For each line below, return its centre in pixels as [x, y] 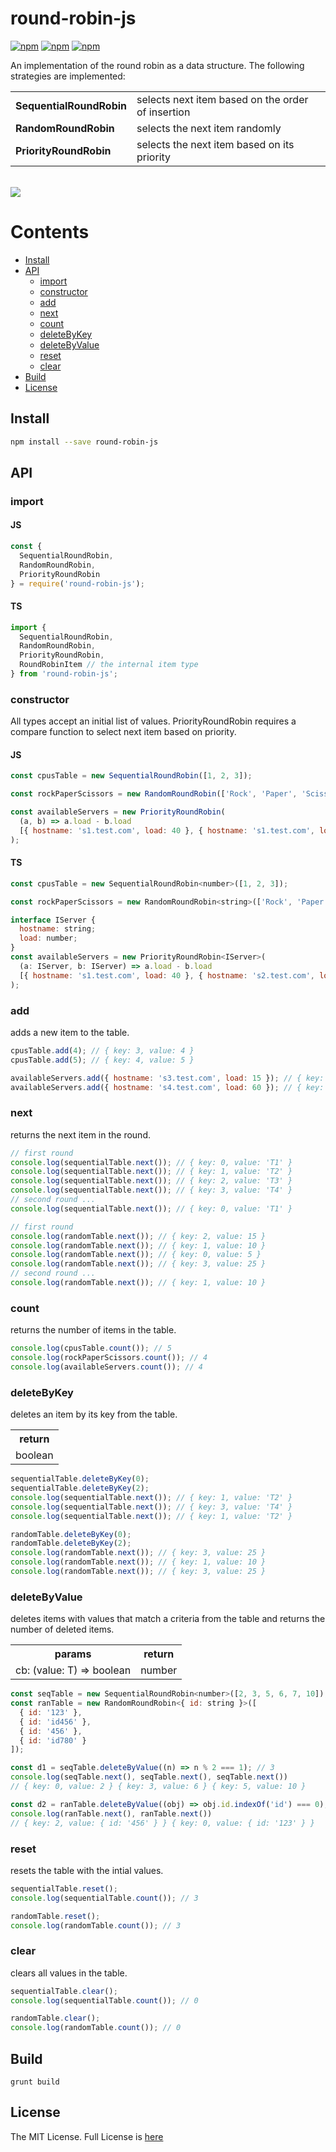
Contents [50, 232]
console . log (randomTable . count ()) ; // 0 [96, 2028]
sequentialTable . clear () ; [64, 1991]
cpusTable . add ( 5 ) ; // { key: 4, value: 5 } [102, 1060]
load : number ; [48, 938]
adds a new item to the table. [70, 1032]
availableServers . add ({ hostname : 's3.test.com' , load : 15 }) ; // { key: [167, 1078]
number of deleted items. [62, 1629]
